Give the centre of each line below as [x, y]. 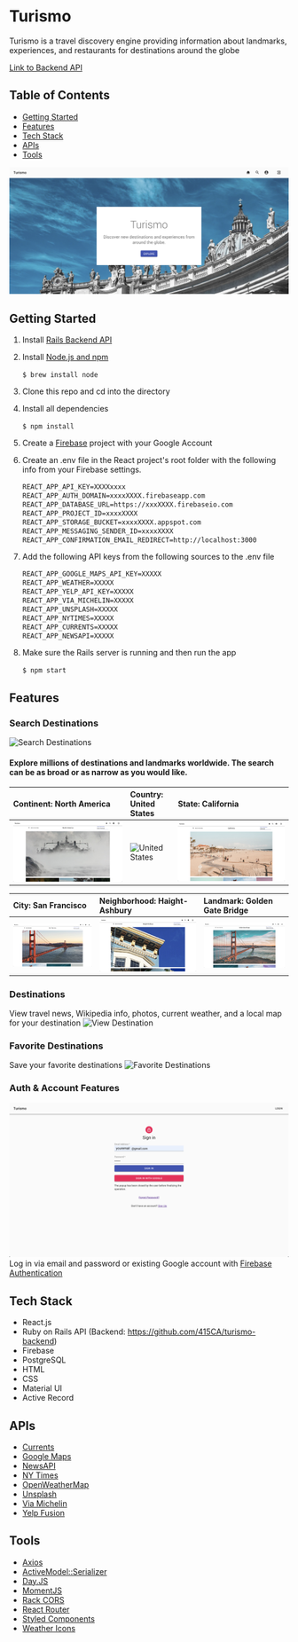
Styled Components [59, 1618]
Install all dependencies [65, 409]
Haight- [173, 900]
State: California [208, 804]
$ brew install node [60, 375]
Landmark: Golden [238, 900]
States [142, 813]
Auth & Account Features [64, 1088]
